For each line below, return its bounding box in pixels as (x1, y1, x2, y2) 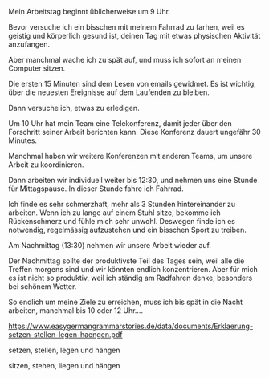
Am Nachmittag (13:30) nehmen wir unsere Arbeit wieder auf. (8, 241, 211, 250)
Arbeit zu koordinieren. (8, 160, 84, 169)
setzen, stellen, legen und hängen (8, 345, 120, 355)
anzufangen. (8, 39, 51, 49)
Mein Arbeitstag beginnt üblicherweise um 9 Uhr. (8, 7, 171, 16)
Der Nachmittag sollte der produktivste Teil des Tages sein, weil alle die (8, 256, 245, 266)
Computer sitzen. (8, 63, 66, 73)
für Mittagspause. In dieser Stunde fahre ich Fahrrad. (8, 184, 184, 193)
